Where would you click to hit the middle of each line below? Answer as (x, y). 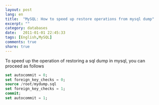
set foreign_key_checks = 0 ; (35, 80)
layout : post (19, 10)
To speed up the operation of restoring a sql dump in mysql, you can (75, 60)
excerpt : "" (17, 24)
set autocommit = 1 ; (27, 98)
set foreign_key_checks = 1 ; (35, 89)
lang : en (14, 14)
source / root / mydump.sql (31, 84)
